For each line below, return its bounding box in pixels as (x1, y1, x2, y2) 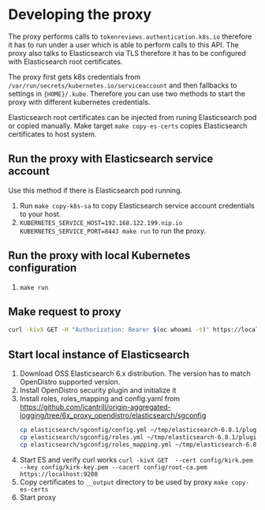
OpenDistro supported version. (19, 377, 121, 387)
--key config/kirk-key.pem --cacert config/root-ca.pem (19, 463, 207, 471)
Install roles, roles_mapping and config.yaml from (19, 394, 181, 403)
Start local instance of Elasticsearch (8, 347, 190, 361)
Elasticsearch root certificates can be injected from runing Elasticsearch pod (8, 112, 257, 122)
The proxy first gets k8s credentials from (8, 72, 141, 81)
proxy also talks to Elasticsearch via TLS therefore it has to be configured (8, 48, 246, 58)
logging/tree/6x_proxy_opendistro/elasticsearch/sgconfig (19, 411, 207, 420)
